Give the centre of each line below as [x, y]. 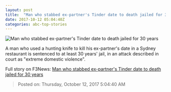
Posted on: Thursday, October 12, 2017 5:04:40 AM [72, 84]
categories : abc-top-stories [36, 24]
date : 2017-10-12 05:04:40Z [35, 19]
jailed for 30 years [24, 75]
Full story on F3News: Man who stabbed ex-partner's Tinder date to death [83, 69]
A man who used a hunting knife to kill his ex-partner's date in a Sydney [81, 48]
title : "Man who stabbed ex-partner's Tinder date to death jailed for [84, 15]
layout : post [19, 10]
